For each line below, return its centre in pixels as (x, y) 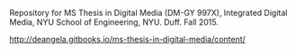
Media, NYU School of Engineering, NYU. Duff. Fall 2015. (114, 22)
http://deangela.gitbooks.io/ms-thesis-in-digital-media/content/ (127, 39)
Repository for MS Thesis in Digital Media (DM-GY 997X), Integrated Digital (148, 13)
